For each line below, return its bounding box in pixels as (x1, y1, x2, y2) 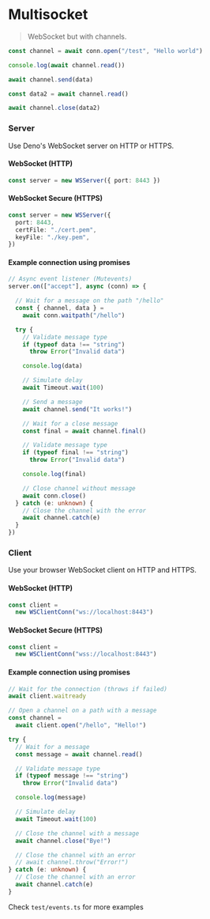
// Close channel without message (22, 484, 136, 492)
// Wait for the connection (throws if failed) (8, 685, 168, 693)
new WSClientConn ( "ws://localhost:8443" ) (15, 608, 154, 616)
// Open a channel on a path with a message (8, 706, 157, 715)
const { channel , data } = (15, 304, 104, 312)
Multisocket (8, 6, 88, 24)
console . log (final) (22, 471, 87, 478)
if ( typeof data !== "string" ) (22, 340, 126, 349)
